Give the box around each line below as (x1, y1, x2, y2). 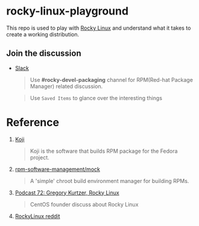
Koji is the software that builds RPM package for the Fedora (30, 147, 178, 155)
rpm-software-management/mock (14, 165, 101, 173)
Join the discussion (6, 48, 81, 59)
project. (30, 153, 49, 161)
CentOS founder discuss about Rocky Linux (30, 201, 139, 208)
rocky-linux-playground (6, 4, 128, 18)
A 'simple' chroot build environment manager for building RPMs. (30, 177, 189, 184)
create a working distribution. (6, 30, 80, 38)
